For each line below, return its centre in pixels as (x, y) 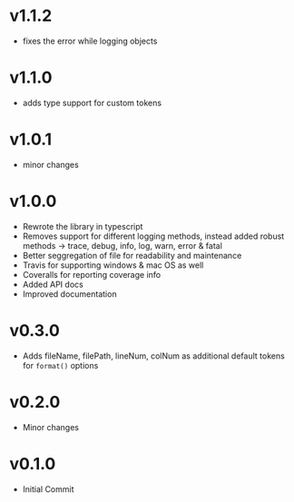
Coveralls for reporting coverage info (92, 274)
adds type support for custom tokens (92, 103)
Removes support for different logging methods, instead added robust (153, 236)
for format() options (60, 365)
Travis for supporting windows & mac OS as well (113, 265)
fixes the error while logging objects (90, 41)
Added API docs (53, 284)
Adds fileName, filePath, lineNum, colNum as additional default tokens (154, 356)
